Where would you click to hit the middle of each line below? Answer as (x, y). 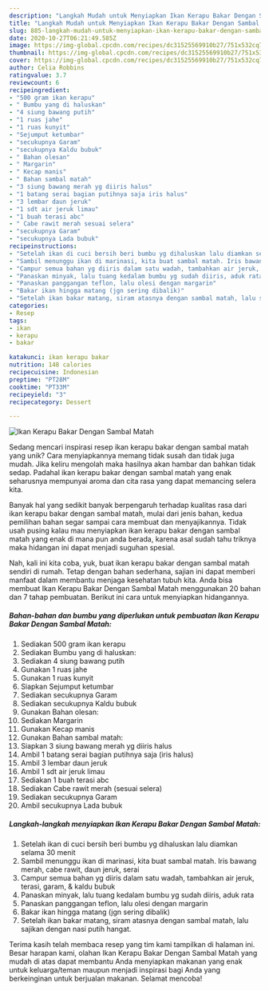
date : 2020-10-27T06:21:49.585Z (63, 38)
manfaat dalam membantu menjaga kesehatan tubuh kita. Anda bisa (121, 580)
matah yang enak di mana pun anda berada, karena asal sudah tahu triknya (133, 539)
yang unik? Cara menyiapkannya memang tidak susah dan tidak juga (122, 456)
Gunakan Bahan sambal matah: (72, 737)
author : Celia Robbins (47, 68)
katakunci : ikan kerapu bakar (59, 358)
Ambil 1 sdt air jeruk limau (63, 772)
